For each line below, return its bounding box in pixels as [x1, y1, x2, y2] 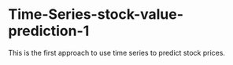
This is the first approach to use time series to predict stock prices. [8, 48, 226, 57]
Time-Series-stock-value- [8, 5, 183, 23]
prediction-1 [8, 22, 90, 40]
